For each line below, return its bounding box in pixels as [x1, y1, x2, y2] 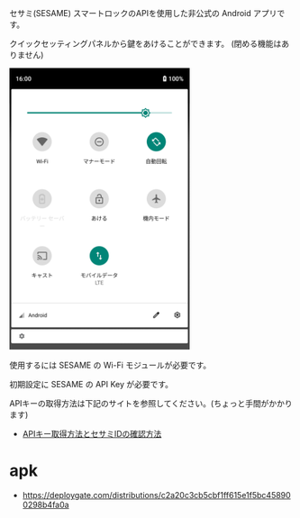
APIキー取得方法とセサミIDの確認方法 [22, 428, 162, 439]
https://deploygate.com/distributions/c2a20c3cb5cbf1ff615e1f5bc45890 [22, 490, 291, 501]
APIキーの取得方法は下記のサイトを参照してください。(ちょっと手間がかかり [9, 397, 293, 408]
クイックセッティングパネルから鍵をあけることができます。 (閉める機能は [9, 39, 282, 49]
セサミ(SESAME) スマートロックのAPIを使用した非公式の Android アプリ [9, 8, 277, 18]
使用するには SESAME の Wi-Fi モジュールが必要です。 [9, 359, 212, 370]
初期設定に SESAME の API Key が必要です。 [9, 378, 174, 389]
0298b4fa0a [22, 499, 69, 511]
